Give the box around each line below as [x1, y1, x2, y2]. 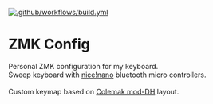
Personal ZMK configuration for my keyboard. [8, 61, 159, 71]
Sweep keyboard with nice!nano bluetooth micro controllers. [8, 70, 207, 79]
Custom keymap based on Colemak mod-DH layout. [8, 87, 179, 96]
